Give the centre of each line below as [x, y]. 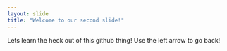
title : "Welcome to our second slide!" [66, 20]
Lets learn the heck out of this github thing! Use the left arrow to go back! [114, 40]
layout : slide [28, 14]
